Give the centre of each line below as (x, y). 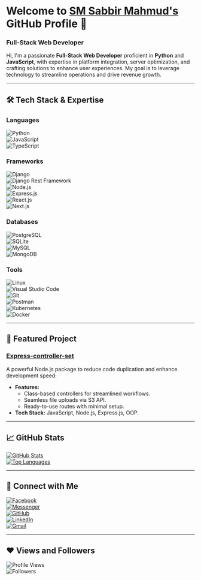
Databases (22, 222)
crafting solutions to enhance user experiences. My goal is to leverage (93, 68)
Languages (23, 120)
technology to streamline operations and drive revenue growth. (84, 75)
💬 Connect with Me (42, 486)
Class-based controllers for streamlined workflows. (87, 393)
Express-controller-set (40, 356)
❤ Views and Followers (51, 550)
